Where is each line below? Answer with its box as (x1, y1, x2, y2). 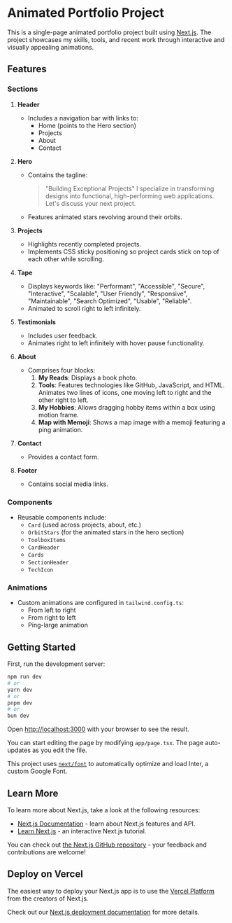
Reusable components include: (17, 513, 107, 521)
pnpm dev (7, 699, 33, 707)
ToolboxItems (27, 536, 66, 543)
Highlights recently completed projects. (27, 240, 142, 248)
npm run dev (7, 674, 42, 681)
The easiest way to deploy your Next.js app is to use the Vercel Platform (7, 887, 215, 895)
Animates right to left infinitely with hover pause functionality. (27, 338, 205, 347)
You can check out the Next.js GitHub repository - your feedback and (7, 840, 208, 849)
